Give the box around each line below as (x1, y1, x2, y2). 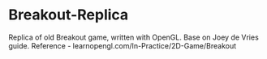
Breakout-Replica (8, 6, 129, 24)
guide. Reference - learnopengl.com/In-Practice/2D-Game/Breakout (8, 40, 237, 50)
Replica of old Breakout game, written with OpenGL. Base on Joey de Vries (8, 32, 260, 42)
